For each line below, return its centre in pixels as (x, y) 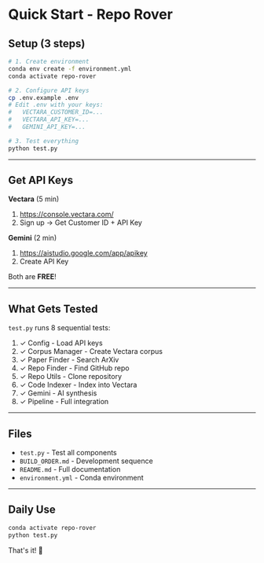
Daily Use (32, 510)
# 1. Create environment (49, 61)
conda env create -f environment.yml (70, 68)
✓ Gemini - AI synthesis (58, 393)
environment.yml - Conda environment (81, 478)
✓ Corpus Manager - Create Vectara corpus (91, 351)
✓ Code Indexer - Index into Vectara (78, 385)
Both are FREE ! (32, 277)
